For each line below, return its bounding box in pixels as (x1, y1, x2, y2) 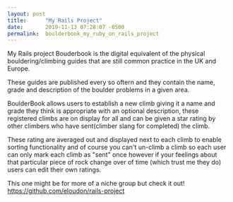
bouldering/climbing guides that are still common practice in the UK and (7, 57, 217, 66)
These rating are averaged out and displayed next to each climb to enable (7, 136, 222, 144)
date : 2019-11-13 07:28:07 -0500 (7, 23, 125, 30)
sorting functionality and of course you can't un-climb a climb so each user (7, 143, 227, 152)
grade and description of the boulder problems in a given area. (7, 85, 190, 94)
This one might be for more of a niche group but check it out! (7, 179, 185, 188)
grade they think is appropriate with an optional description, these (7, 107, 199, 115)
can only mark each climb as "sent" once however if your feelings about (7, 150, 217, 159)
